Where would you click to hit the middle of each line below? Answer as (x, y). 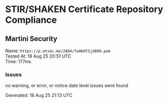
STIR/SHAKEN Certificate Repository (84, 9)
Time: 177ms (18, 61)
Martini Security (31, 39)
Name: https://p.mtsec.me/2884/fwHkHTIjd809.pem (58, 51)
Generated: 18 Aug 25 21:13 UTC (39, 95)
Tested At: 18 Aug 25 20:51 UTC (38, 56)
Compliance (31, 20)
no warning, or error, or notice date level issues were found (67, 86)
